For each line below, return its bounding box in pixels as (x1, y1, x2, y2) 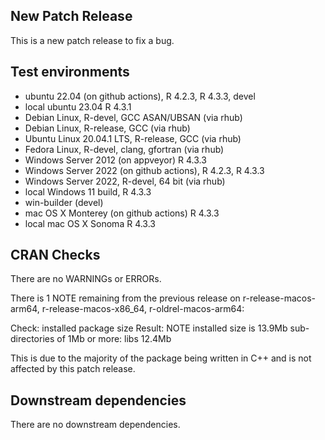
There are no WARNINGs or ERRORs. (10, 273, 162, 285)
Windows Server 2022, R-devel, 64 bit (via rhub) (24, 175, 226, 187)
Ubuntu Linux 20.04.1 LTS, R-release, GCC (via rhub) (24, 132, 242, 144)
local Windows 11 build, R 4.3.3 (24, 185, 152, 198)
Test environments (10, 64, 130, 81)
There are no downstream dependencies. (10, 419, 181, 431)
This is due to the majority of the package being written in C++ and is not (10, 352, 312, 364)
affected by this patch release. (10, 363, 136, 375)
